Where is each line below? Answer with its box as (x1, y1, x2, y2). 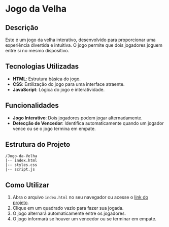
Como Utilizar (5, 181, 50, 189)
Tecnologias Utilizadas (5, 62, 79, 71)
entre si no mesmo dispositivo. (5, 48, 70, 53)
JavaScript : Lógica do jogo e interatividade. (12, 86, 105, 92)
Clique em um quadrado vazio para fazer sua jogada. (12, 205, 124, 211)
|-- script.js (5, 167, 36, 172)
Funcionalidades (5, 101, 59, 110)
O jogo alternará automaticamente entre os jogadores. (12, 210, 126, 216)
